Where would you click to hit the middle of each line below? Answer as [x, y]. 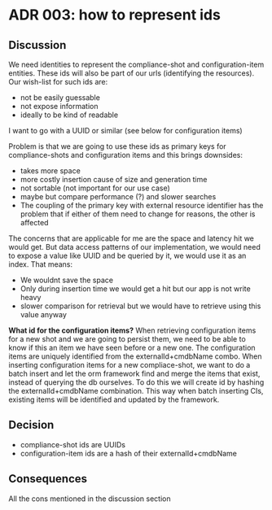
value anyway [44, 314]
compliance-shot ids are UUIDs [73, 444]
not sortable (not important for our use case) [95, 188]
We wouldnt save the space [67, 280]
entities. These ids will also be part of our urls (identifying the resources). [132, 73]
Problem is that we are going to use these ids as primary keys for [117, 146]
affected [34, 222]
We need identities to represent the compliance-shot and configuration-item [136, 64]
